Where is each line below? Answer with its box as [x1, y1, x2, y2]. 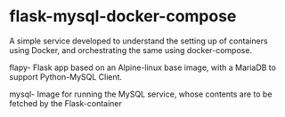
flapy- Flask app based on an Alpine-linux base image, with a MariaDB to [9, 62, 276, 73]
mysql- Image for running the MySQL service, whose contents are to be [9, 89, 273, 99]
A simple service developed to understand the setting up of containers [9, 35, 269, 46]
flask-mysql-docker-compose [9, 6, 237, 27]
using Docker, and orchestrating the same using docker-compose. [9, 44, 252, 55]
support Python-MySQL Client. [9, 71, 123, 82]
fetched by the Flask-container [9, 97, 123, 108]
